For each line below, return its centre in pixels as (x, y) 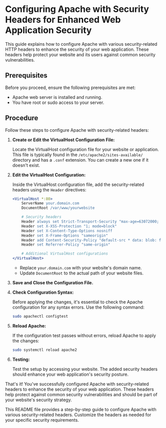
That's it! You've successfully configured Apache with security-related (77, 384)
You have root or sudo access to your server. (58, 102)
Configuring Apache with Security (77, 9)
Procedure (22, 118)
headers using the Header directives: (49, 189)
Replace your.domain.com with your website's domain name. (81, 268)
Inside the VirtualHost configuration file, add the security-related (78, 184)
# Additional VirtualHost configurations (65, 254)
